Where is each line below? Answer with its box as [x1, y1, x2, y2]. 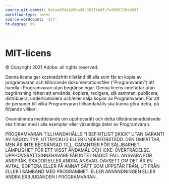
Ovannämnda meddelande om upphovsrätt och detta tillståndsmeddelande [5, 116, 161, 122]
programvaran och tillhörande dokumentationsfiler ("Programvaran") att [5, 79, 154, 86]
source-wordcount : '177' [5, 17, 58, 22]
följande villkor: [5, 106, 37, 112]
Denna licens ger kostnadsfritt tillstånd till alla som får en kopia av [5, 74, 142, 80]
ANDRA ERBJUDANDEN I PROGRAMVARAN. [5, 174, 97, 180]
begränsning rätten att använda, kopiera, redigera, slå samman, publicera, [5, 90, 159, 96]
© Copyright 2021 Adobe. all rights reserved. [5, 64, 99, 71]
